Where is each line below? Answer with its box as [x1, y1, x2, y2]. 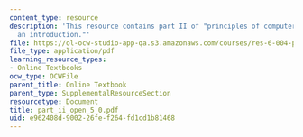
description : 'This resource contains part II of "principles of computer [9, 22, 297, 31]
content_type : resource [9, 13, 99, 23]
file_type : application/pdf [9, 47, 115, 56]
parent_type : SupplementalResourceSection [9, 88, 171, 97]
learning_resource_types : [9, 55, 106, 64]
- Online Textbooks [9, 64, 83, 73]
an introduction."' [17, 30, 91, 39]
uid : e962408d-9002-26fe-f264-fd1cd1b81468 [9, 114, 176, 123]
